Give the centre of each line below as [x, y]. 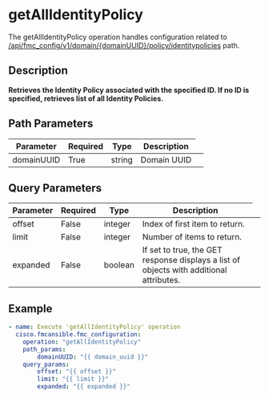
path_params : [44, 349]
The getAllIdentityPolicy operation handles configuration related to [118, 37]
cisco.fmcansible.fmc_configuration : [78, 335]
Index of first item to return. [194, 224]
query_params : [46, 364]
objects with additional [185, 270]
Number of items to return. [192, 237]
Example [30, 309]
